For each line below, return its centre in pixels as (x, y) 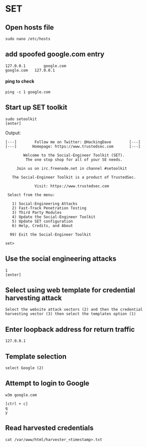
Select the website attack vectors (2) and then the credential (74, 310)
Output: (13, 133)
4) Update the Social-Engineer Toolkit (54, 217)
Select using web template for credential (70, 290)
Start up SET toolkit (36, 107)
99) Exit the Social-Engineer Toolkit (51, 235)
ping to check (20, 82)
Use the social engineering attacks (61, 259)
